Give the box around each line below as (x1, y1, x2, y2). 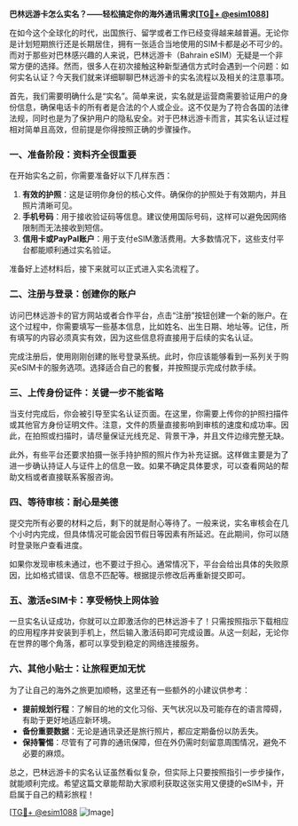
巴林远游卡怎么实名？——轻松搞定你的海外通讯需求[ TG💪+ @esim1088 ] (9, 9, 270, 19)
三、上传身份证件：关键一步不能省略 (9, 386, 164, 399)
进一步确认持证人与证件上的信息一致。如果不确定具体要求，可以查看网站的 (9, 460, 281, 471)
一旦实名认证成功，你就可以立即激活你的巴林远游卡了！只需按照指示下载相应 (9, 616, 289, 627)
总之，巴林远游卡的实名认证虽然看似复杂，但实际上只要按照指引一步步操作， (9, 766, 289, 777)
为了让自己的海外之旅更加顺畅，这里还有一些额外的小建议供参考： (9, 684, 250, 695)
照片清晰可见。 (21, 200, 77, 211)
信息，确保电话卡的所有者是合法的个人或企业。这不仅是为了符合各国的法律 (16, 102, 289, 112)
